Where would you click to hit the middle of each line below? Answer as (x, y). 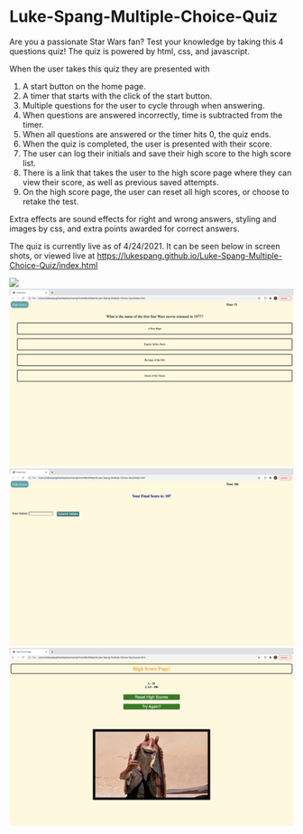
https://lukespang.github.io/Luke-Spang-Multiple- (189, 256)
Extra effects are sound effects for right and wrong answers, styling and (143, 219)
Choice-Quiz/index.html (54, 265)
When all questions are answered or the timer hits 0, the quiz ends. (147, 134)
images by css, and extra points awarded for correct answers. (124, 229)
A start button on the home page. (84, 86)
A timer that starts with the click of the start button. (117, 96)
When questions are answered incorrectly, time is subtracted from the (152, 115)
